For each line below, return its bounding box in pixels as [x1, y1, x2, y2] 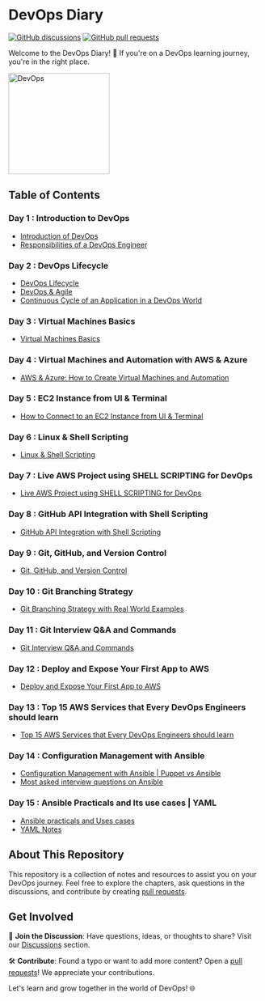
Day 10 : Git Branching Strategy [8, 585, 133, 596]
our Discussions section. [8, 940, 90, 950]
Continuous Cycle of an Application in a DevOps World [19, 295, 203, 305]
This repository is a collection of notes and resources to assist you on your [8, 869, 257, 879]
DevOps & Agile [19, 286, 73, 296]
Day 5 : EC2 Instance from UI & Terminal [8, 392, 167, 404]
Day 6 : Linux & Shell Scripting [8, 431, 129, 443]
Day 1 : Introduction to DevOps [8, 213, 130, 224]
